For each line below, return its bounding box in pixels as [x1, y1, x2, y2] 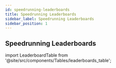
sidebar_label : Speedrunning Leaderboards [5, 16, 94, 21]
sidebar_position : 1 [5, 21, 48, 26]
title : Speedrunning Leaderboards [5, 12, 77, 17]
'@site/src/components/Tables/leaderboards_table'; [5, 58, 112, 64]
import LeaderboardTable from [5, 52, 68, 58]
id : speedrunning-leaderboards [5, 7, 70, 12]
